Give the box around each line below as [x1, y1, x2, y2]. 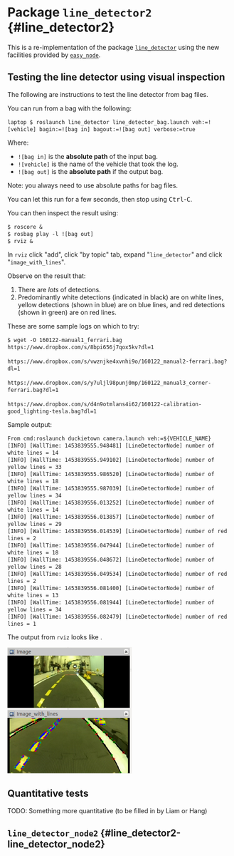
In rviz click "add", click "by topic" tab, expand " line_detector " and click [7, 250, 223, 259]
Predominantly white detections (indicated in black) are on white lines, [17, 293, 224, 301]
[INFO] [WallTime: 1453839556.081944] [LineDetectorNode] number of [7, 599, 215, 606]
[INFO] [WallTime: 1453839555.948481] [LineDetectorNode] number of [7, 442, 215, 449]
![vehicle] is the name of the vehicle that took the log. [17, 160, 179, 168]
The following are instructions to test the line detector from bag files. [7, 90, 208, 98]
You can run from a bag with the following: [7, 104, 132, 113]
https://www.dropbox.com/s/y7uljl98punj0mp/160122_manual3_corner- [7, 379, 212, 386]
